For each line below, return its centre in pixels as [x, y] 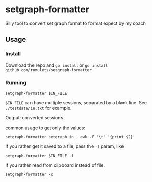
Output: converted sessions [34, 117]
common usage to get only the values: [45, 128]
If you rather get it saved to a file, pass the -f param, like [65, 146]
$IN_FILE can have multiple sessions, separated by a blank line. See [76, 102]
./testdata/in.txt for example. [38, 108]
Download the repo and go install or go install [57, 65]
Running [16, 82]
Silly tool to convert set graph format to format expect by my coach [75, 23]
